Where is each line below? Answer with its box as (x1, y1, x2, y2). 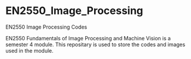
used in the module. (5, 47, 53, 54)
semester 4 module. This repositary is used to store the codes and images (5, 41, 186, 48)
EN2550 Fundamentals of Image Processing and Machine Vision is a (5, 34, 171, 41)
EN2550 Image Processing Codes (5, 23, 88, 30)
